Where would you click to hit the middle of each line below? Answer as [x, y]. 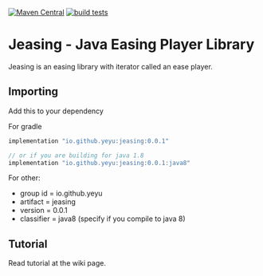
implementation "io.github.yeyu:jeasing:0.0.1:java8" [100, 163]
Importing [33, 92]
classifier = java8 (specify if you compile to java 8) [102, 219]
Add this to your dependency [56, 111]
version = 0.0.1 [43, 211]
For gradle [25, 126]
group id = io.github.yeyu [61, 193]
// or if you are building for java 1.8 [77, 156]
